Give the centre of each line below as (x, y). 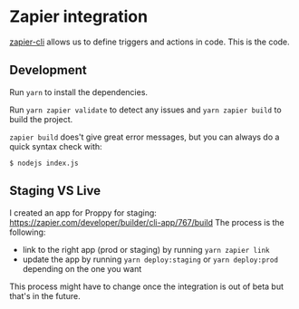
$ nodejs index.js (44, 163)
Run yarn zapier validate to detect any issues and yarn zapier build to (146, 110)
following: (28, 232)
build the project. (41, 119)
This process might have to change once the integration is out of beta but (146, 286)
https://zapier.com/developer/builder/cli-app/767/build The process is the (147, 222)
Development (48, 70)
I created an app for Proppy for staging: (83, 212)
